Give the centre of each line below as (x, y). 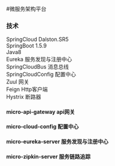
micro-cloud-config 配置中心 (43, 127)
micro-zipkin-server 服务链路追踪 (49, 156)
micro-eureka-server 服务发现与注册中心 (57, 142)
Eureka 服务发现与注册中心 (39, 60)
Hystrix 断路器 (24, 97)
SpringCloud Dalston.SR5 (37, 39)
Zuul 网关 (18, 82)
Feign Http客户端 (27, 90)
